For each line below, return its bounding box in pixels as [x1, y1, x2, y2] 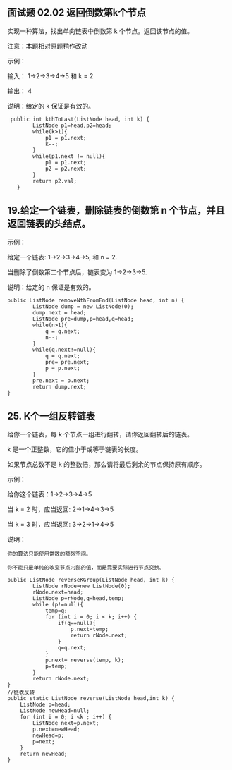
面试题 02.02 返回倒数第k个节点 [7, 6, 147, 19]
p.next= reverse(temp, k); [44, 656, 125, 664]
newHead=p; [32, 732, 65, 739]
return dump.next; [32, 383, 87, 390]
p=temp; [44, 663, 68, 670]
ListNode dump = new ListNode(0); [32, 302, 134, 310]
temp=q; [44, 607, 68, 615]
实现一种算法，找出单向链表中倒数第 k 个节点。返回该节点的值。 [7, 27, 194, 35]
